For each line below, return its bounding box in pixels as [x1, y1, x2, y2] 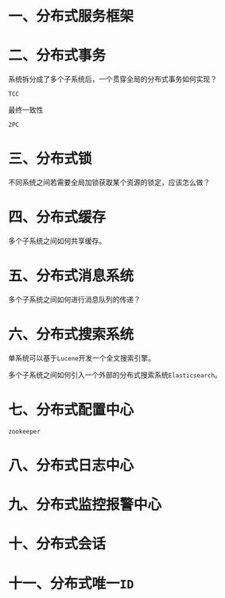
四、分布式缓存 [8, 208, 107, 226]
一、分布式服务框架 [8, 7, 134, 25]
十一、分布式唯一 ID [8, 574, 134, 592]
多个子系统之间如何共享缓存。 [8, 236, 106, 245]
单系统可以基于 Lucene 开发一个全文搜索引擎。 [8, 353, 155, 362]
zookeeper [8, 427, 41, 435]
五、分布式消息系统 [8, 267, 134, 285]
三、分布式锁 [8, 150, 93, 168]
